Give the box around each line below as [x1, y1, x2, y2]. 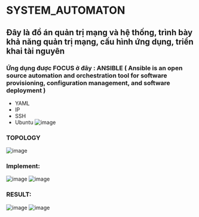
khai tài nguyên [6, 46, 65, 56]
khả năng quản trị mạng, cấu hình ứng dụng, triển [6, 36, 194, 46]
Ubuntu [14, 119, 34, 126]
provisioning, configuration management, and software [6, 79, 170, 87]
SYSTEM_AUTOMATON [6, 4, 125, 17]
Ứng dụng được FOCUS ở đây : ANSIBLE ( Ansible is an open [6, 64, 183, 72]
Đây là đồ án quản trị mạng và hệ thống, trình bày [6, 27, 193, 38]
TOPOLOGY [6, 134, 41, 142]
